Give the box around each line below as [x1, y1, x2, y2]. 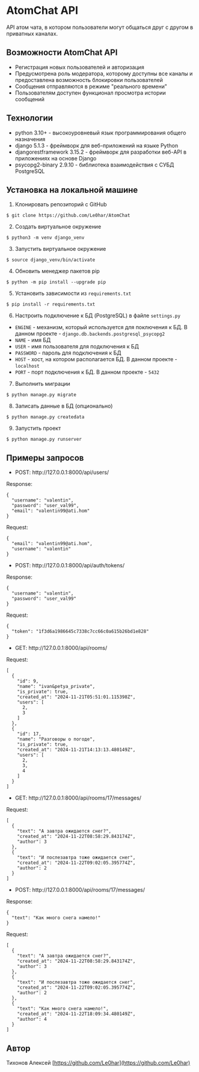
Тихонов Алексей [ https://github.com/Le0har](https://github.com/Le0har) [6, 1059, 191, 1066]
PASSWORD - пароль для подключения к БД [14, 349, 121, 356]
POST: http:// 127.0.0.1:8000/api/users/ [14, 468, 109, 476]
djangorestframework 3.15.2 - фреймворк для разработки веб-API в [14, 148, 187, 156]
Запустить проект [14, 424, 61, 432]
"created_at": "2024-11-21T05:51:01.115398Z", [17, 694, 136, 700]
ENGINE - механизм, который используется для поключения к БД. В [14, 324, 188, 331]
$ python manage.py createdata [6, 414, 85, 420]
